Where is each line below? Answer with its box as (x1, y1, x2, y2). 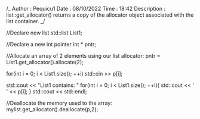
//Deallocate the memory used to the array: (6, 99, 112, 107)
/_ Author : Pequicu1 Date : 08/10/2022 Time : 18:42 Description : (6, 5, 166, 12)
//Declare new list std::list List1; (6, 29, 82, 36)
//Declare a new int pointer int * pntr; (6, 41, 97, 48)
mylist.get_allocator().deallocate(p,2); (6, 106, 99, 112)
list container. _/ (6, 18, 45, 24)
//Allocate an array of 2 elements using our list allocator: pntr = (6, 52, 161, 59)
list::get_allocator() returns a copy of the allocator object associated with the (6, 11, 194, 18)
